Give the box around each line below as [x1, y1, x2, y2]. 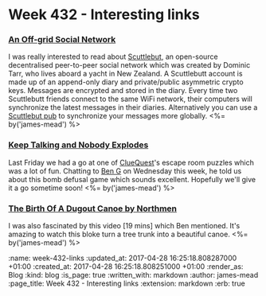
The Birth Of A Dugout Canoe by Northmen [8, 203, 178, 214]
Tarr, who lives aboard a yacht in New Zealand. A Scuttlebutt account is [8, 69, 243, 79]
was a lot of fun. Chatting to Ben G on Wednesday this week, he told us [8, 166, 242, 176]
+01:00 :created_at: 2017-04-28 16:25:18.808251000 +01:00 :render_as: [8, 262, 244, 271]
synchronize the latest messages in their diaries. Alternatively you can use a [8, 103, 258, 112]
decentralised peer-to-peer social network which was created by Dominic [8, 60, 251, 70]
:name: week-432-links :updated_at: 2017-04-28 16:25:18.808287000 [8, 253, 237, 263]
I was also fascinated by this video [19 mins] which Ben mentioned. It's [8, 221, 241, 231]
